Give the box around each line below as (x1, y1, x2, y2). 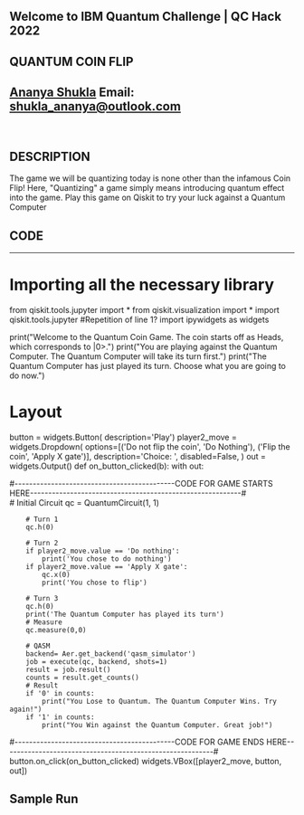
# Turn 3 (25, 594, 59, 603)
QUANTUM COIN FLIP (9, 53, 134, 69)
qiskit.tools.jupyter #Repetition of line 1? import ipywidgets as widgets (9, 314, 270, 326)
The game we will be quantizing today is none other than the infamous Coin (9, 173, 291, 184)
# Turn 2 (25, 539, 59, 548)
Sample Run (9, 791, 79, 807)
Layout (9, 402, 62, 422)
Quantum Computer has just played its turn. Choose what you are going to (9, 361, 287, 372)
